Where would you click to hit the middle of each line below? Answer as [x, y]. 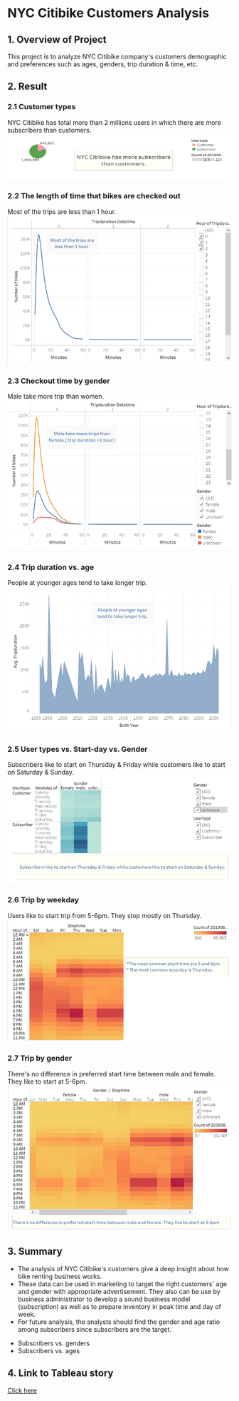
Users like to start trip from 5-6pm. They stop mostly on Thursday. [105, 915]
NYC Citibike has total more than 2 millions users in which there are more [115, 122]
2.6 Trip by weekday [43, 900]
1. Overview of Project [57, 40]
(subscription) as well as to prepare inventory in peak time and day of [119, 1306]
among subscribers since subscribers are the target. [95, 1329]
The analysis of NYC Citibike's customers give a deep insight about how [123, 1268]
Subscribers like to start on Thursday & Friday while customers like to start [116, 765]
